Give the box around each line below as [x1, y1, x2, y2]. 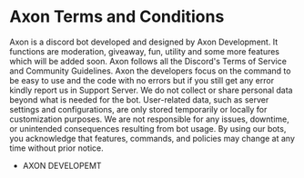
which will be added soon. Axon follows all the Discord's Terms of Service [9, 55, 287, 66]
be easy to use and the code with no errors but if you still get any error [9, 74, 275, 85]
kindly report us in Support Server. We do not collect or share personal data [9, 84, 293, 95]
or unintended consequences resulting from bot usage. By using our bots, [9, 123, 287, 133]
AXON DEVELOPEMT [22, 160, 102, 171]
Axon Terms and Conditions [9, 6, 225, 27]
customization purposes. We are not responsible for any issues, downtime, [9, 114, 289, 124]
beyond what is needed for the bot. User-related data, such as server [9, 94, 269, 105]
